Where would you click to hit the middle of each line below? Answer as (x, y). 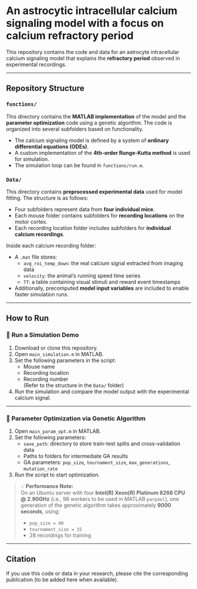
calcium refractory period (70, 36)
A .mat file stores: (36, 257)
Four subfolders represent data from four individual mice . (85, 209)
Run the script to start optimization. (57, 475)
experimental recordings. (36, 64)
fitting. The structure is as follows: (47, 198)
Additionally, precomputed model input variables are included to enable (102, 288)
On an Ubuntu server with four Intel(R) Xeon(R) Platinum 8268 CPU (103, 492)
